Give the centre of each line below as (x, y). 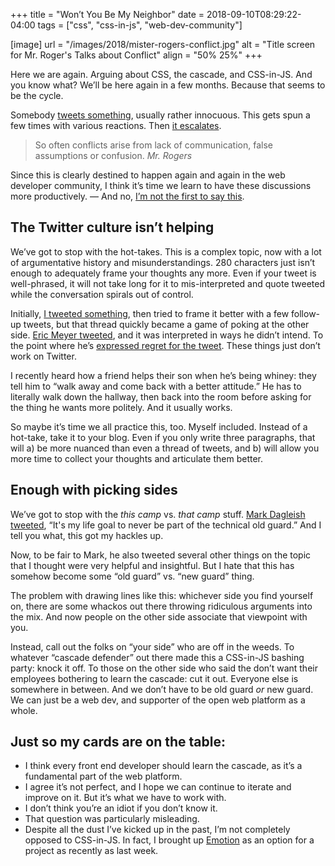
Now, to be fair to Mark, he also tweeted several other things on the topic (161, 555)
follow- (306, 313)
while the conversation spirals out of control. (102, 294)
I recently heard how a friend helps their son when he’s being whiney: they (163, 375)
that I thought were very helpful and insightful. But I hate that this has (152, 565)
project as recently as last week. (91, 851)
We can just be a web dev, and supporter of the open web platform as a (158, 700)
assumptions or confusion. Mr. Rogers (113, 155)
